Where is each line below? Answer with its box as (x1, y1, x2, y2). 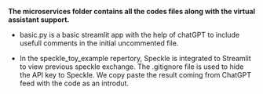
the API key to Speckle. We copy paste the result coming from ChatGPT (19, 70, 251, 79)
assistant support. (8, 15, 70, 24)
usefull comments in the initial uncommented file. (19, 38, 179, 48)
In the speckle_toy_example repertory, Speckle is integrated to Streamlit (19, 54, 251, 63)
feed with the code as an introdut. (19, 78, 130, 88)
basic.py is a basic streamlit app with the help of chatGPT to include (19, 31, 240, 39)
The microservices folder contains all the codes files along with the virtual (8, 7, 256, 16)
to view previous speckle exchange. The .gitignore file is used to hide (19, 62, 244, 71)
